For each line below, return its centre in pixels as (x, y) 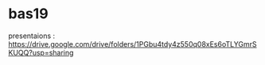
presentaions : (32, 36)
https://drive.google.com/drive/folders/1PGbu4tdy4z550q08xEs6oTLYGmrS (132, 44)
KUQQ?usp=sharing (41, 52)
